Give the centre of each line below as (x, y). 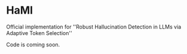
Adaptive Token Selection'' (39, 33)
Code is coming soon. (33, 45)
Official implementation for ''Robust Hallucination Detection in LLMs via (94, 27)
